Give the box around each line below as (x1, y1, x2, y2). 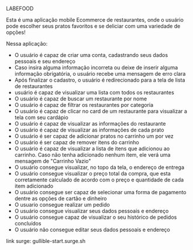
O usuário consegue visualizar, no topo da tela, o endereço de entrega (14, 164, 184, 171)
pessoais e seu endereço (14, 58, 76, 65)
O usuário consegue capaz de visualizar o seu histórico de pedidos (14, 214, 177, 221)
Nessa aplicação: (6, 40, 48, 47)
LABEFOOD (6, 5, 34, 12)
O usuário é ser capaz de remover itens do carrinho (14, 139, 139, 146)
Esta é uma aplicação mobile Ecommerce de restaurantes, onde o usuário (6, 16, 184, 23)
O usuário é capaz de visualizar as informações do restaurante (14, 120, 166, 127)
